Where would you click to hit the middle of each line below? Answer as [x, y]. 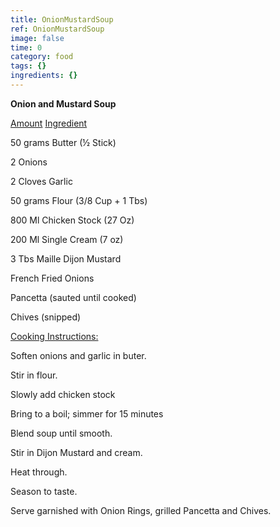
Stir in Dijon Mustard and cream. [76, 452]
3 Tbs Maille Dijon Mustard [66, 258]
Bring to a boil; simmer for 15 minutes [87, 413]
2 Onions [29, 162]
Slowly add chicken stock [63, 394]
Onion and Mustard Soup [63, 103]
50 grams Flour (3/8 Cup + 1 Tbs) [79, 200]
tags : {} [28, 66]
